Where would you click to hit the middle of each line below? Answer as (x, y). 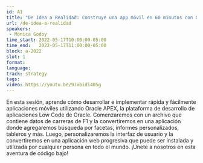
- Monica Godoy (28, 34)
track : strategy (27, 74)
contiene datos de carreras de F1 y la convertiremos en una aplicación (94, 121)
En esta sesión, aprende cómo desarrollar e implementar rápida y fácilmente (101, 102)
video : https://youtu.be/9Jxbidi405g (54, 85)
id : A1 (14, 12)
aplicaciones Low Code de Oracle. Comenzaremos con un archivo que (94, 115)
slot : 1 (16, 57)
